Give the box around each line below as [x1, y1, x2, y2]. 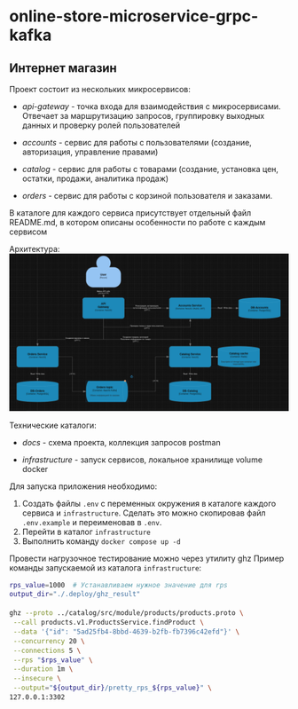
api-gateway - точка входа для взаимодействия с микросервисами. [21, 101, 281, 112]
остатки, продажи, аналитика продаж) [21, 173, 169, 184]
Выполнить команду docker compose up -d [21, 535, 181, 547]
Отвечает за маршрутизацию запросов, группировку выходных [21, 111, 265, 121]
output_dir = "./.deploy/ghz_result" [9, 590, 141, 599]
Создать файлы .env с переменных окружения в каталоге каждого [21, 498, 277, 508]
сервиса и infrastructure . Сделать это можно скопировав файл [21, 508, 266, 518]
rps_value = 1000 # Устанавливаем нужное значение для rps [9, 580, 228, 589]
